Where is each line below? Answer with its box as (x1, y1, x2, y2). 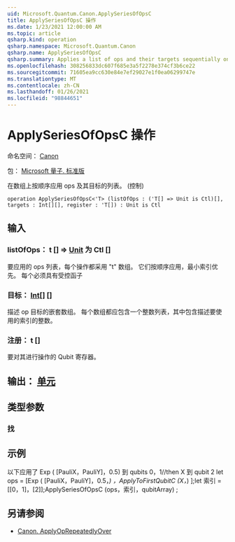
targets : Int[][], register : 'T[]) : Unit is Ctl (7, 201, 161, 209)
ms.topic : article (7, 29, 61, 37)
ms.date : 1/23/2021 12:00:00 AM (7, 23, 101, 30)
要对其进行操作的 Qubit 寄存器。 (7, 353, 100, 361)
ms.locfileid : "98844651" (7, 95, 83, 102)
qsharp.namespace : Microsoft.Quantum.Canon (7, 43, 136, 50)
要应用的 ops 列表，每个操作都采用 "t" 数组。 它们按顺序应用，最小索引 (7, 262, 212, 270)
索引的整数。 (19, 316, 57, 324)
